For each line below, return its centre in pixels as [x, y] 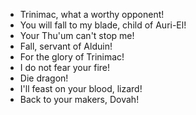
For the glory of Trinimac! [72, 57]
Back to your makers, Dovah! [79, 99]
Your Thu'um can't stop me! [77, 35]
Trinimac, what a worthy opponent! [92, 14]
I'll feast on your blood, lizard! [81, 88]
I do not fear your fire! [64, 67]
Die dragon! [44, 78]
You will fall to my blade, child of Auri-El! [103, 25]
